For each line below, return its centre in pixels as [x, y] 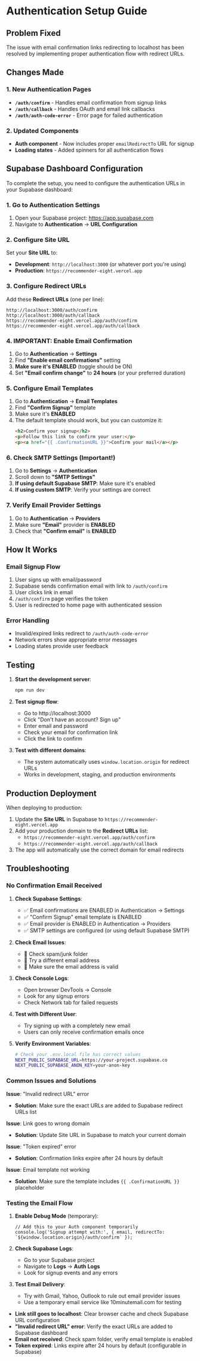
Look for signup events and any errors [71, 1273]
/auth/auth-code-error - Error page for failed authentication [89, 115]
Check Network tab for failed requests [71, 1002]
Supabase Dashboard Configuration [75, 169]
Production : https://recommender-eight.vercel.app [79, 271]
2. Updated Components [42, 131]
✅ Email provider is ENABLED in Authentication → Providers [97, 923]
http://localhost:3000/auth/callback [53, 315]
